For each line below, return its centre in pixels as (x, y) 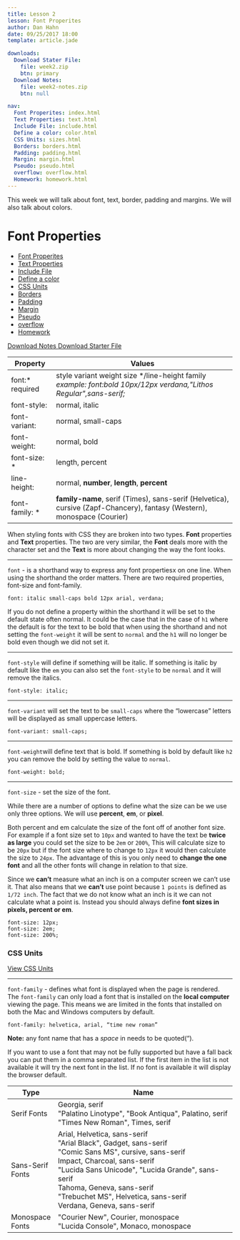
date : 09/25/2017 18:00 (43, 34)
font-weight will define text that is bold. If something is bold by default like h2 (120, 751)
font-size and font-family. (45, 585)
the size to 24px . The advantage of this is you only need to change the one (117, 858)
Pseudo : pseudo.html (44, 166)
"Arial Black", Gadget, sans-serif (112, 1143)
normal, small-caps (89, 421)
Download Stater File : (47, 60)
